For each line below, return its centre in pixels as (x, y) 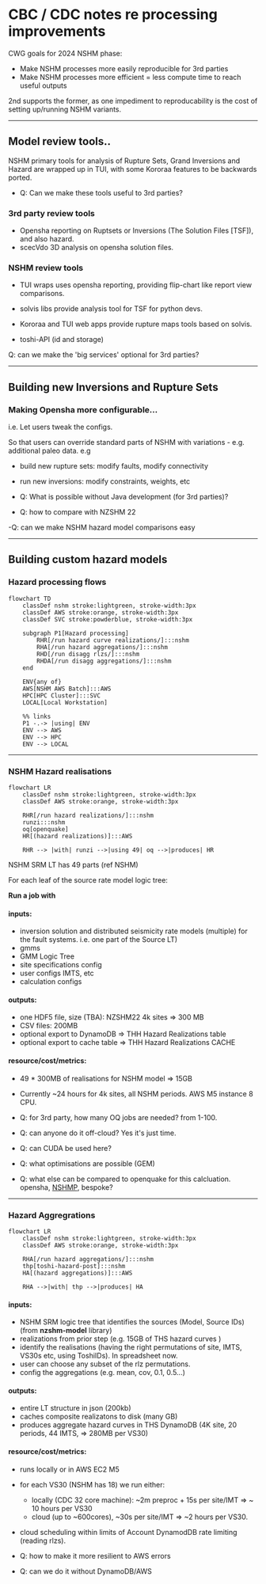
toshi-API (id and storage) (62, 340)
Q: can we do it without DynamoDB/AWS (86, 1571)
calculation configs (51, 982)
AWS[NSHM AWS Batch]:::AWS (67, 689)
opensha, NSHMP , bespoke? (66, 1187)
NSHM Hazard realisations (60, 771)
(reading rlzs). (42, 1540)
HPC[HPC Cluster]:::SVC (62, 695)
